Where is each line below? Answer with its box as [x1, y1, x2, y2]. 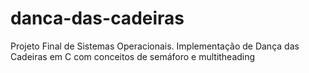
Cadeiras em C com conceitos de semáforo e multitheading [10, 50, 256, 62]
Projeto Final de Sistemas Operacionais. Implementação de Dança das [10, 40, 300, 52]
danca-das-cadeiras [10, 7, 185, 30]
